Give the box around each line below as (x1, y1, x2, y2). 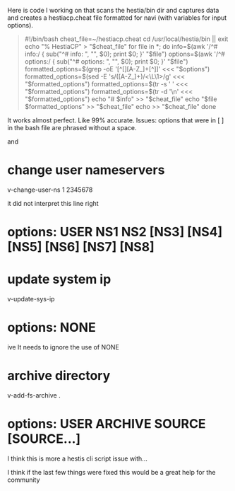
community (7, 475, 40, 484)
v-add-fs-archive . (7, 391, 61, 399)
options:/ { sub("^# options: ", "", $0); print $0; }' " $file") (24, 57, 188, 66)
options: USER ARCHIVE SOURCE (7, 416, 206, 432)
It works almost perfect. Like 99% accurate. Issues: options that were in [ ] (7, 116, 224, 125)
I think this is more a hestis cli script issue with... (7, 454, 148, 463)
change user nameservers (7, 162, 165, 178)
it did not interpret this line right (7, 199, 99, 207)
